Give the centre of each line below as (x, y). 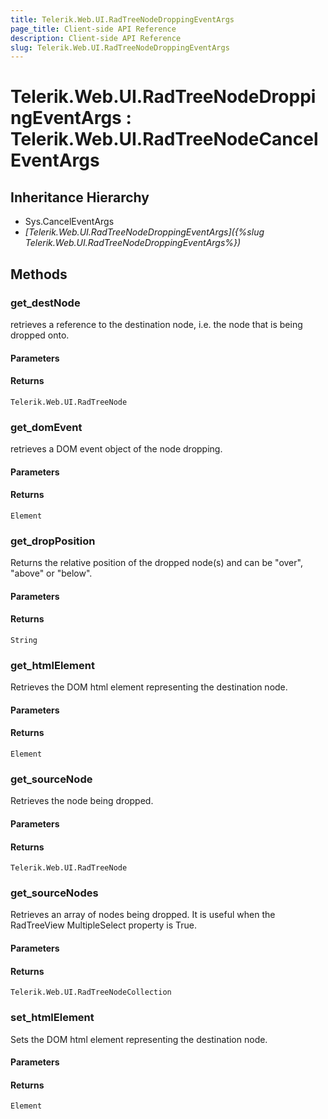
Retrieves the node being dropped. (82, 801)
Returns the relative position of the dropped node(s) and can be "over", (156, 563)
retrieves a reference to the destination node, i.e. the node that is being (156, 324)
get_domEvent (46, 427)
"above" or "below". (51, 573)
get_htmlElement (52, 665)
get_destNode (45, 303)
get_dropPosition (53, 541)
